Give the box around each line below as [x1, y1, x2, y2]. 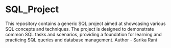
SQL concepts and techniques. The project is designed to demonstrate [5, 26, 154, 32]
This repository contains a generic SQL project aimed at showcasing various [5, 20, 166, 27]
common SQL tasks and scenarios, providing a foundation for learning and [5, 31, 162, 37]
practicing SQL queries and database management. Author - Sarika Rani [5, 37, 157, 43]
